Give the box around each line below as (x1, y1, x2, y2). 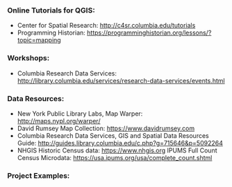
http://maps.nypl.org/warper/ (17, 116, 101, 125)
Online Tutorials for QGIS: (7, 6, 95, 15)
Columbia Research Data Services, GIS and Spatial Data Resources (17, 131, 210, 140)
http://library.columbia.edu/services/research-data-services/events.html (17, 76, 225, 84)
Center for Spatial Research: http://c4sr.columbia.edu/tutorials (17, 21, 196, 30)
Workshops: (7, 53, 50, 63)
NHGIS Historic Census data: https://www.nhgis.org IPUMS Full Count (17, 146, 217, 154)
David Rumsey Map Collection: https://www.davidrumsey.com (17, 124, 195, 132)
